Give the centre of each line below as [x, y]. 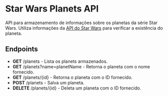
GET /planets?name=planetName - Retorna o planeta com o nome [81, 66]
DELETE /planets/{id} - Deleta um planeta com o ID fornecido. [77, 88]
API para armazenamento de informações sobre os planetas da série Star [81, 23]
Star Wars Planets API [52, 9]
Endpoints [22, 49]
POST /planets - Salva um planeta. [48, 82]
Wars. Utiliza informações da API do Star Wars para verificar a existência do [84, 28]
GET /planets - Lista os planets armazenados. [60, 61]
